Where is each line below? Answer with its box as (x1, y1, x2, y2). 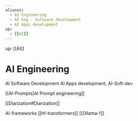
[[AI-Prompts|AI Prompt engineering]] (5, 90, 85, 96)
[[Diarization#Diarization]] (5, 100, 60, 106)
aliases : (5, 7, 24, 13)
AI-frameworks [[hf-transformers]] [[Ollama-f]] (5, 110, 104, 116)
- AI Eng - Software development (10, 17, 81, 22)
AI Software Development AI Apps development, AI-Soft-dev (5, 80, 133, 86)
